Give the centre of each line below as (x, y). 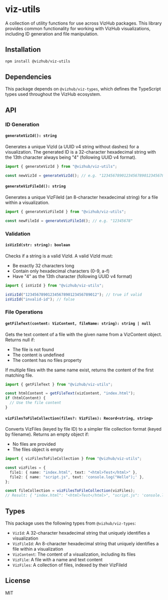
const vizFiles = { (25, 468)
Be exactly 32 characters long (43, 265)
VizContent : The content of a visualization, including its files (74, 554)
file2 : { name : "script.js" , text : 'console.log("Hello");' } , (77, 477)
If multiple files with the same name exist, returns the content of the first (79, 370)
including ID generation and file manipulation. (52, 34)
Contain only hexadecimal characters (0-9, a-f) (61, 271)
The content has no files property (47, 360)
